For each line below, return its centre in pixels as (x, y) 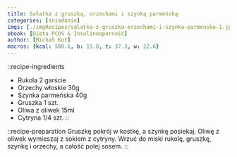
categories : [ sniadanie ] (44, 20)
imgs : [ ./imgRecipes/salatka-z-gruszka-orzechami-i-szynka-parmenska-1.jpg (121, 27)
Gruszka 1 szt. (38, 102)
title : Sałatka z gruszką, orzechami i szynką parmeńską (93, 14)
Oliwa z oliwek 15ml (46, 110)
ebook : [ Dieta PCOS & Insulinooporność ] (68, 33)
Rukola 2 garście (42, 80)
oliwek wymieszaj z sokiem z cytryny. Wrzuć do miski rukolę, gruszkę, (109, 139)
